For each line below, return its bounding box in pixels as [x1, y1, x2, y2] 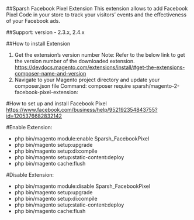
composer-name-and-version [14, 70, 86, 77]
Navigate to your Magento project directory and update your [14, 76, 160, 83]
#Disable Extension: [6, 171, 54, 178]
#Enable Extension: [6, 124, 53, 130]
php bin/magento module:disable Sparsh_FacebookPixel [14, 183, 151, 190]
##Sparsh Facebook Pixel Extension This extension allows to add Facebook [6, 5, 188, 12]
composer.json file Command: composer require [14, 82, 131, 90]
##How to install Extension [6, 40, 71, 47]
